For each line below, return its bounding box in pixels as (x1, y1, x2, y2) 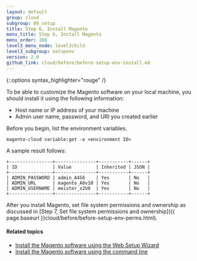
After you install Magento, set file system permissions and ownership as (6, 201, 186, 208)
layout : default (6, 8, 47, 15)
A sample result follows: (6, 147, 67, 154)
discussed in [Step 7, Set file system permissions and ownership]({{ (6, 208, 175, 215)
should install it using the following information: (6, 95, 124, 102)
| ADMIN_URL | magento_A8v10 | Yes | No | (6, 180, 150, 186)
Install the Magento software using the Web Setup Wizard (15, 241, 159, 249)
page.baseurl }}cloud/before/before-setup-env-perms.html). (6, 214, 158, 222)
